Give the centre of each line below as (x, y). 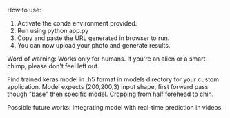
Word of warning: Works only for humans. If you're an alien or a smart (106, 59)
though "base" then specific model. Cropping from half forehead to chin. (111, 94)
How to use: (24, 10)
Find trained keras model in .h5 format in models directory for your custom (113, 79)
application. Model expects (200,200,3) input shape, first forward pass (108, 87)
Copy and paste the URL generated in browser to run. (93, 38)
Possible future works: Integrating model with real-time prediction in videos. (115, 107)
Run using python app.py (53, 31)
